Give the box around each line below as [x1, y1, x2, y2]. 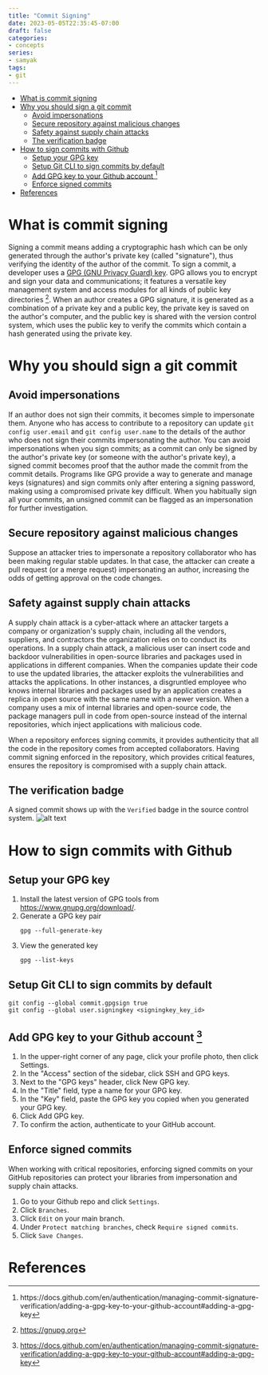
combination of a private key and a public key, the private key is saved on [8, 303, 250, 313]
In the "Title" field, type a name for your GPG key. [19, 1085, 183, 1095]
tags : [8, 64, 26, 72]
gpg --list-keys [19, 957, 74, 965]
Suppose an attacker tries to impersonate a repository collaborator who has [8, 547, 257, 557]
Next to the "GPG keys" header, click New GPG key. [19, 1077, 190, 1086]
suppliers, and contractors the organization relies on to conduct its [8, 634, 227, 644]
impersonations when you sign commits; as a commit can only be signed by [8, 443, 258, 453]
